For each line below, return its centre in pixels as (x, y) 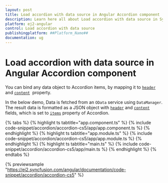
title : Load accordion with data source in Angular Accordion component (82, 15)
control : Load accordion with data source (50, 29)
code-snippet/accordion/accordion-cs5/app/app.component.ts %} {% (77, 128)
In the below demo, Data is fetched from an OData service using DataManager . (84, 102)
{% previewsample (24, 164)
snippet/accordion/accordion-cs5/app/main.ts (53, 149)
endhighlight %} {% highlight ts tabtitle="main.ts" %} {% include (71, 144)
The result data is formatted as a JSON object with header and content (77, 107)
